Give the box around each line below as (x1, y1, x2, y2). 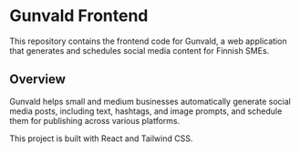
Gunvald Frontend (9, 5, 149, 26)
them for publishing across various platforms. (9, 115, 181, 126)
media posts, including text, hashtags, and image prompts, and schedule (9, 106, 283, 117)
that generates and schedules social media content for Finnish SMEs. (9, 45, 270, 56)
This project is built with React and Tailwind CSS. (9, 133, 193, 144)
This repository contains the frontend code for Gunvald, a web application (9, 36, 287, 46)
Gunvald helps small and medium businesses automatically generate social (9, 96, 292, 107)
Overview (9, 72, 67, 87)
